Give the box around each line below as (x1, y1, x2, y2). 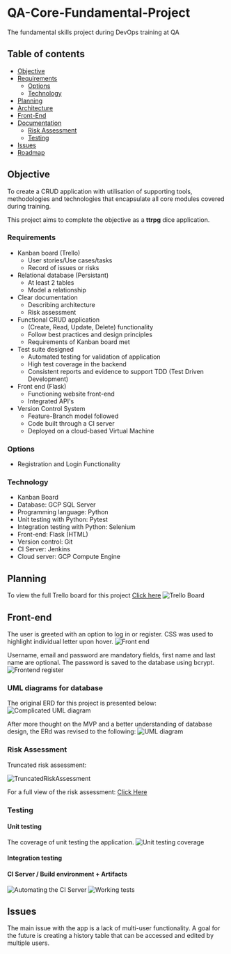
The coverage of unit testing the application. (7, 837, 134, 846)
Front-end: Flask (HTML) (17, 530, 88, 539)
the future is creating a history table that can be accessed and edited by (7, 932, 214, 940)
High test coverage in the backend (27, 359, 127, 368)
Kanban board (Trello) (17, 248, 81, 257)
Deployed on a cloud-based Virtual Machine (27, 426, 154, 435)
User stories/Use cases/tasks (27, 256, 113, 264)
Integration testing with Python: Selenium (17, 523, 136, 531)
